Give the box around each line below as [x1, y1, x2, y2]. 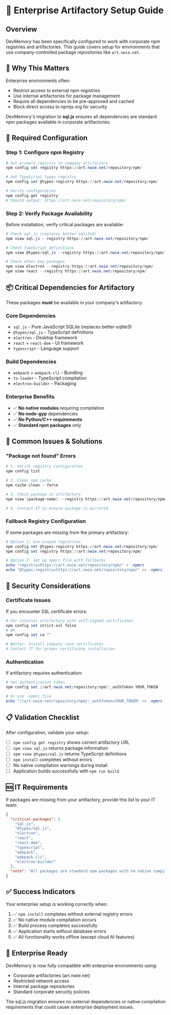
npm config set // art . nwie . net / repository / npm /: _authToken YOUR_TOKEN [6, 685, 158, 690]
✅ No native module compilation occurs [13, 917, 97, 923]
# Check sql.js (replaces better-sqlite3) [6, 231, 97, 236]
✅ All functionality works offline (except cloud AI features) [13, 933, 135, 940]
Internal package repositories [13, 983, 75, 989]
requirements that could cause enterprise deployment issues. [6, 1004, 134, 1010]
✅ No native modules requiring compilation [13, 405, 105, 411]
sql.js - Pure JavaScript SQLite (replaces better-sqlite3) [13, 324, 132, 330]
